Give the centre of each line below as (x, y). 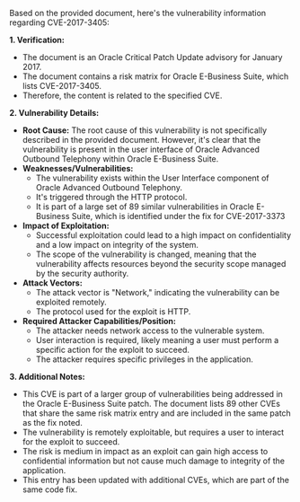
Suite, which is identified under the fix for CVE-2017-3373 (178, 216)
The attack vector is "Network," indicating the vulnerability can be (158, 292)
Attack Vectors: (52, 283)
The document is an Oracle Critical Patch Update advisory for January (152, 57)
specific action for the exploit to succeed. (113, 350)
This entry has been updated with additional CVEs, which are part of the (156, 480)
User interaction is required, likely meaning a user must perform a (157, 340)
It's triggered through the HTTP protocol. (111, 197)
